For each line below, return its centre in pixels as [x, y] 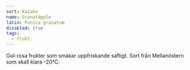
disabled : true [25, 28]
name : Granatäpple [29, 17]
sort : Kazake [22, 11]
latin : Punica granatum [35, 22]
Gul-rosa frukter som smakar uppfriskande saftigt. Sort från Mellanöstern [95, 56]
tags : [13, 34]
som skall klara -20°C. [33, 62]
